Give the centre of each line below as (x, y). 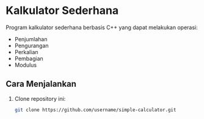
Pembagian (29, 58)
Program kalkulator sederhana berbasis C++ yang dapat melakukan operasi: (102, 27)
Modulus (26, 65)
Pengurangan (32, 46)
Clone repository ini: (40, 98)
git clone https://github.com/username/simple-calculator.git (95, 110)
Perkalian (26, 52)
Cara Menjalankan (41, 84)
